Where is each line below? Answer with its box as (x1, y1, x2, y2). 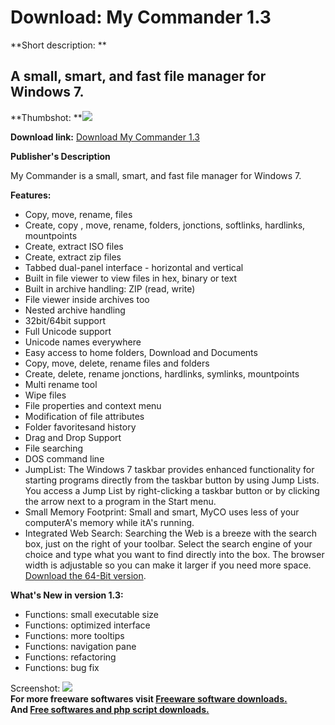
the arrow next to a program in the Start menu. (24, 495, 217, 507)
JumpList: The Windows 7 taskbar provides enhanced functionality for (24, 463, 315, 475)
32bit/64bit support (24, 314, 107, 326)
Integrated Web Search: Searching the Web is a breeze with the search (24, 527, 318, 539)
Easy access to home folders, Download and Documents (24, 346, 258, 358)
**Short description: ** (10, 39, 107, 51)
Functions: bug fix (24, 661, 100, 673)
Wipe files (24, 389, 67, 401)
